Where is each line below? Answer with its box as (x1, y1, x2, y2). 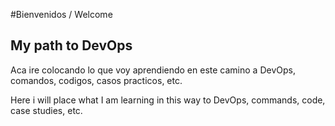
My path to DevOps (10, 37, 133, 54)
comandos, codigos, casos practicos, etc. (10, 74, 183, 86)
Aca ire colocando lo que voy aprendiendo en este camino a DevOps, (10, 64, 296, 76)
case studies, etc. (10, 104, 83, 116)
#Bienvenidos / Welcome (10, 9, 113, 20)
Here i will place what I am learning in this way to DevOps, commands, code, (10, 94, 326, 106)
